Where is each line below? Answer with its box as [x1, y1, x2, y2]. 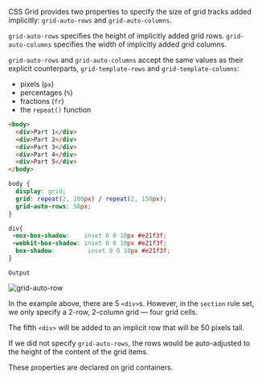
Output [8, 269, 31, 277]
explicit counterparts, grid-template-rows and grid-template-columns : [8, 64, 239, 73]
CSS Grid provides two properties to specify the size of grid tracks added [8, 7, 252, 16]
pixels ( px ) [19, 80, 55, 89]
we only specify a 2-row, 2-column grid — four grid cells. [8, 307, 199, 316]
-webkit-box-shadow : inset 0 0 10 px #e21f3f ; [11, 239, 167, 248]
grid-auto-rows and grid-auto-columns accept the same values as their [8, 56, 244, 64]
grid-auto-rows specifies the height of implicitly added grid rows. [8, 31, 225, 40]
